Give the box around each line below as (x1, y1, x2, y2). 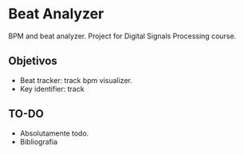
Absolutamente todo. (19, 128, 89, 138)
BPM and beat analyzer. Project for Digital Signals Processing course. (8, 31, 237, 41)
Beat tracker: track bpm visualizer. (19, 75, 133, 85)
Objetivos (8, 54, 57, 68)
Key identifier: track (19, 84, 85, 93)
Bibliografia (19, 136, 58, 146)
